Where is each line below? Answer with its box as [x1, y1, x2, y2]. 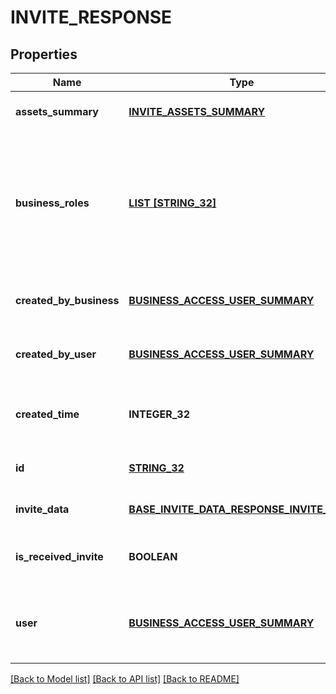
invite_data [15, 502, 70, 516]
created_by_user [15, 347, 97, 361]
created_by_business [15, 294, 120, 307]
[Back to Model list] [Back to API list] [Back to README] [10, 673, 240, 685]
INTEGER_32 [128, 407, 190, 421]
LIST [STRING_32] [128, 196, 217, 210]
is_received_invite [15, 550, 104, 563]
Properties [10, 46, 78, 63]
